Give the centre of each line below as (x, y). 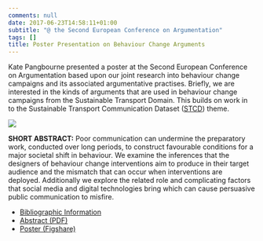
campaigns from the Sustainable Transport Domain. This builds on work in (128, 100)
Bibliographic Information (60, 212)
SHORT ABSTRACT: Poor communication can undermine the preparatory (127, 139)
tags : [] (22, 37)
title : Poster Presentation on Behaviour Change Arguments (107, 45)
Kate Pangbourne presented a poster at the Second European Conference (128, 67)
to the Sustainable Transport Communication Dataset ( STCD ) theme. (119, 109)
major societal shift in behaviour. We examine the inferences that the (119, 155)
